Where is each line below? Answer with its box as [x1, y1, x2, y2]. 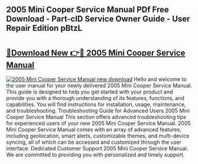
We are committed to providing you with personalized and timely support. [6, 151, 185, 158]
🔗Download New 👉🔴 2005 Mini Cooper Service [6, 47, 186, 58]
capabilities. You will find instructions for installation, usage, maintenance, [6, 101, 186, 108]
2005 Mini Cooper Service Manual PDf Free [6, 5, 170, 15]
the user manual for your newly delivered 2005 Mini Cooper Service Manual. [6, 82, 192, 89]
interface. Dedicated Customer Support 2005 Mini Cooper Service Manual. [6, 145, 189, 152]
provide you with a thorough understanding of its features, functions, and [6, 95, 185, 101]
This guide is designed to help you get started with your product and [6, 88, 173, 95]
